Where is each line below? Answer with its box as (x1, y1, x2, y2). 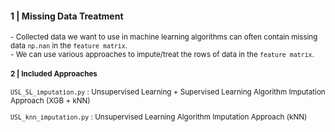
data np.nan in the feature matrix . (10, 41, 128, 51)
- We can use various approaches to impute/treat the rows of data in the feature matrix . (10, 50, 315, 60)
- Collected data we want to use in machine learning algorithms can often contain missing (10, 32, 318, 42)
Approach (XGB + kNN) (10, 96, 91, 106)
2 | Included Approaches (10, 68, 98, 79)
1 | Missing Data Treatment (10, 10, 124, 22)
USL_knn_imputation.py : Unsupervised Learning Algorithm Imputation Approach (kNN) (10, 112, 308, 122)
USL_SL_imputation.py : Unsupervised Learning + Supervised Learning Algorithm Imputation (10, 87, 326, 97)
